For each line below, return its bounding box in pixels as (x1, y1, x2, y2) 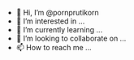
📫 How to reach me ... (15, 43, 92, 52)
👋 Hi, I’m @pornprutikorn (15, 8, 99, 17)
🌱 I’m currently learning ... (15, 25, 103, 34)
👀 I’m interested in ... (15, 16, 85, 26)
